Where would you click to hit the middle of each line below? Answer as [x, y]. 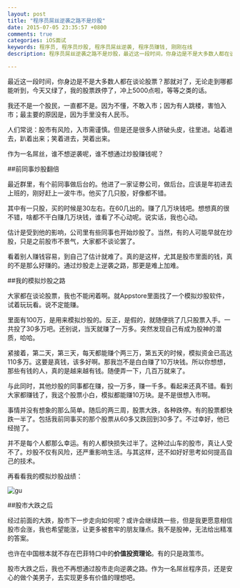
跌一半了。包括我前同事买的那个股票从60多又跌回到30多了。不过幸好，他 [115, 419]
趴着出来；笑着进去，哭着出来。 [67, 138]
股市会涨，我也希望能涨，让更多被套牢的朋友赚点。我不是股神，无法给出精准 [120, 529]
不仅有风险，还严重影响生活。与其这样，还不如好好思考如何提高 [132, 452]
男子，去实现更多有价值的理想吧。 [89, 577]
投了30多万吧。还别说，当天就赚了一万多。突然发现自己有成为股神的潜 [117, 329]
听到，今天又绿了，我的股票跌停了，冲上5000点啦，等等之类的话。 [112, 90]
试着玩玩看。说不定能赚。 [45, 304]
